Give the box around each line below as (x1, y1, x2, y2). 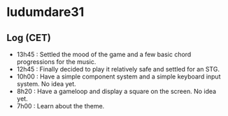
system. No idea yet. (16, 80, 76, 88)
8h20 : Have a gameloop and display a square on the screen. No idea (16, 88, 217, 95)
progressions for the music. (16, 58, 97, 66)
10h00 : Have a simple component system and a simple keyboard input (16, 72, 221, 81)
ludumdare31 (6, 4, 85, 20)
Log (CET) (6, 32, 52, 44)
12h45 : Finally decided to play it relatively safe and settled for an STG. (16, 65, 220, 73)
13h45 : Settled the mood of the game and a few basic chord (16, 50, 192, 58)
